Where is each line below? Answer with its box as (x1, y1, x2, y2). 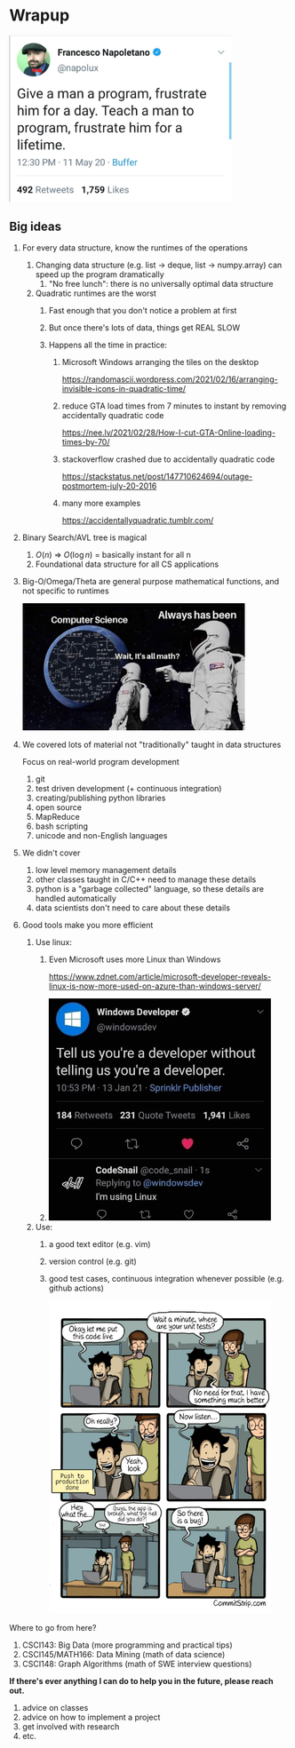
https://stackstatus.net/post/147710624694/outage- (61, 472, 253, 482)
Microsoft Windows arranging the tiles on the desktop (61, 357, 259, 368)
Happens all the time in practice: (48, 339, 167, 351)
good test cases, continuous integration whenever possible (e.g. (48, 1274, 284, 1284)
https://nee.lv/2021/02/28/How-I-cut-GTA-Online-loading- (61, 427, 276, 438)
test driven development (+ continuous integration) (35, 783, 222, 794)
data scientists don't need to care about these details (35, 902, 231, 913)
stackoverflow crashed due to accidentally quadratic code (61, 454, 275, 465)
